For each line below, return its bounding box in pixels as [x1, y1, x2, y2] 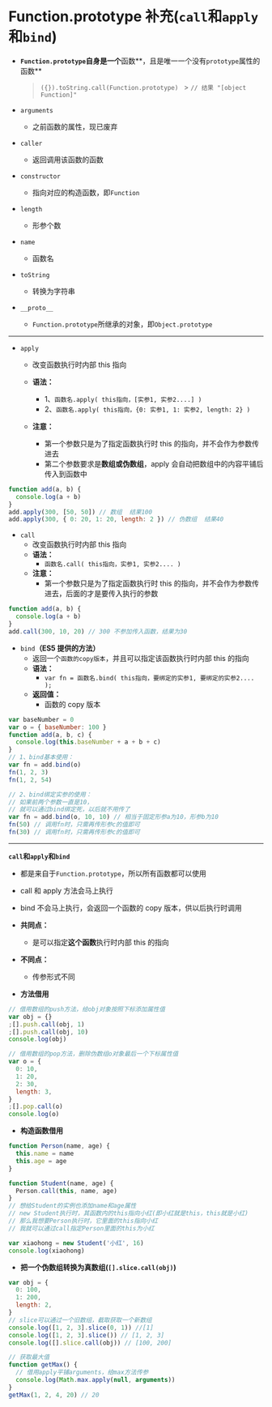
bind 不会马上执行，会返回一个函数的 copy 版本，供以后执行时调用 [19, 902, 242, 912]
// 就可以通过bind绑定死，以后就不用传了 [8, 805, 131, 814]
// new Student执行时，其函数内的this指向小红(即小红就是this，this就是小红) [8, 1209, 249, 1217]
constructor [19, 172, 61, 181]
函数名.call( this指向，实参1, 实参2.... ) [44, 561, 181, 569]
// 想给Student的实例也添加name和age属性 [8, 1202, 137, 1210]
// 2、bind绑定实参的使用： [8, 791, 92, 799]
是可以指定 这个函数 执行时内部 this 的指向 [32, 937, 170, 947]
